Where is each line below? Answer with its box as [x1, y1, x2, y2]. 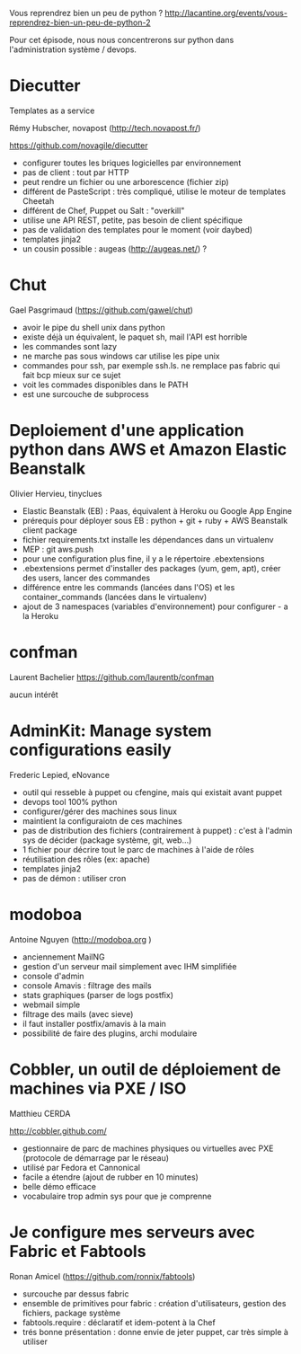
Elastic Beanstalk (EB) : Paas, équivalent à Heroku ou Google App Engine [22, 505, 292, 516]
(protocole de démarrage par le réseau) [22, 1152, 169, 1163]
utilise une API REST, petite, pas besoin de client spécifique [22, 215, 243, 226]
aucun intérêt [9, 689, 58, 700]
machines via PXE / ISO [9, 1078, 187, 1099]
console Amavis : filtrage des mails [22, 979, 152, 991]
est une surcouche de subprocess [22, 388, 150, 399]
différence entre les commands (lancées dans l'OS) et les [22, 581, 235, 592]
